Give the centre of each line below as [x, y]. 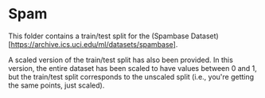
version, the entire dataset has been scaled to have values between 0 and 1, [132, 68]
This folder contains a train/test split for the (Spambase [99, 36]
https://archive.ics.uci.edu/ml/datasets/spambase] [94, 44]
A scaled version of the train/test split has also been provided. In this [121, 60]
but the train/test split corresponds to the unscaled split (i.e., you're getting [131, 76]
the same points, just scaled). [57, 85]
